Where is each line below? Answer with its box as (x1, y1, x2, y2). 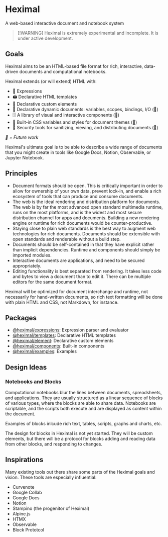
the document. (5, 411, 36, 417)
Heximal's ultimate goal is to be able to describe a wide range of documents (5, 144, 162, 150)
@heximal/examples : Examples (12, 348, 77, 354)
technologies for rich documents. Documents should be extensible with (12, 230, 160, 237)
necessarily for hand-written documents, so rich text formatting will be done (5, 294, 163, 300)
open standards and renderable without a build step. (12, 236, 121, 242)
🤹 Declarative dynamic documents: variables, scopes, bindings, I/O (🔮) (12, 106, 159, 112)
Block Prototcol (12, 526, 44, 532)
